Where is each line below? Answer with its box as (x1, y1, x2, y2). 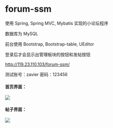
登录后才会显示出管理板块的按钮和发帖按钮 (5, 51, 91, 57)
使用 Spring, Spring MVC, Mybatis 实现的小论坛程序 (5, 20, 109, 26)
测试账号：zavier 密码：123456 (5, 71, 68, 77)
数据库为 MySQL (5, 30, 38, 36)
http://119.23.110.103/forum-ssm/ (5, 61, 70, 67)
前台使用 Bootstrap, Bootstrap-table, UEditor (5, 41, 94, 47)
